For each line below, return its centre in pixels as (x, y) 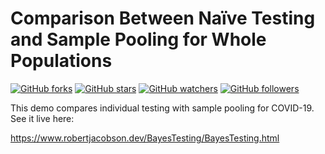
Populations (61, 61)
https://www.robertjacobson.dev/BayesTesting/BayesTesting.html (145, 138)
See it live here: (42, 118)
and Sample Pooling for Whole (138, 39)
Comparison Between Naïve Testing (163, 18)
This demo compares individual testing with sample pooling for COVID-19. (162, 108)
